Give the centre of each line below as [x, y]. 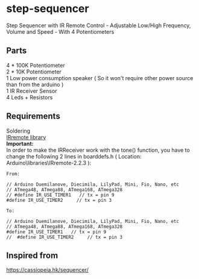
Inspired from [32, 255]
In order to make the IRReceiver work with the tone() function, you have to [98, 150]
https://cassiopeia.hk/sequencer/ [47, 270]
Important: [20, 143]
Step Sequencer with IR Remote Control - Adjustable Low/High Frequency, [99, 25]
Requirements [33, 116]
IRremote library [26, 137]
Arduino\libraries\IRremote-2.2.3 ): [49, 163]
